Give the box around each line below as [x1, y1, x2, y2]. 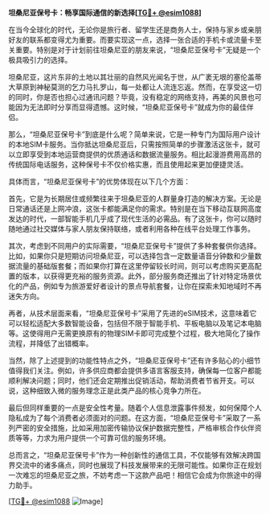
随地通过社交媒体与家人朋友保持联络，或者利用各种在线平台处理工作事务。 [8, 224, 255, 233]
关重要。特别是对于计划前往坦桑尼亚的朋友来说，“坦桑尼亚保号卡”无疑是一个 [8, 45, 261, 55]
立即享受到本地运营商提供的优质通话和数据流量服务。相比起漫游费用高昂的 [14, 150, 262, 159]
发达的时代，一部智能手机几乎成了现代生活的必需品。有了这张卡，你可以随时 [8, 214, 262, 224]
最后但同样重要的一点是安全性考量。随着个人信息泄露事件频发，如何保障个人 [8, 403, 262, 413]
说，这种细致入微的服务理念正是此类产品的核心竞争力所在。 [8, 386, 206, 395]
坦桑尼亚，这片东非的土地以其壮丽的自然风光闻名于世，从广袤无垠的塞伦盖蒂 [8, 72, 262, 81]
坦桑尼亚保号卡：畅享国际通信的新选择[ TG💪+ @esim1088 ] [8, 8, 202, 17]
